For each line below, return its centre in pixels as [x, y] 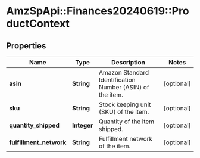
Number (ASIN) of [124, 87]
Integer [83, 125]
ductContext [38, 24]
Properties [26, 46]
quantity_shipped [34, 125]
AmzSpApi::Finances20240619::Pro [98, 11]
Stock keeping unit [125, 104]
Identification [117, 80]
